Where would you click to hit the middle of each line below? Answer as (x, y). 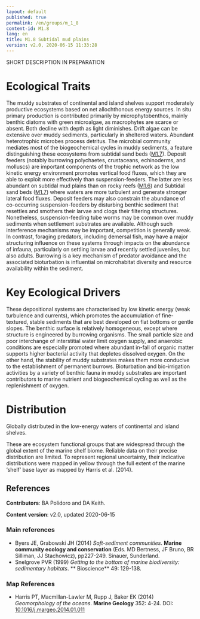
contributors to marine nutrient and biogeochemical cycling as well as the (96, 379)
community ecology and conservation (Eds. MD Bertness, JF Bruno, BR (104, 549)
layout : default (26, 12)
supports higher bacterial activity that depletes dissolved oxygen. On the (96, 353)
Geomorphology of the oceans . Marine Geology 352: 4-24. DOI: (94, 603)
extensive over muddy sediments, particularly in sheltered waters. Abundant (100, 135)
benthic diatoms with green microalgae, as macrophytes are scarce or (92, 122)
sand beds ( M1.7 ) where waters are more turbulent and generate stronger (97, 192)
